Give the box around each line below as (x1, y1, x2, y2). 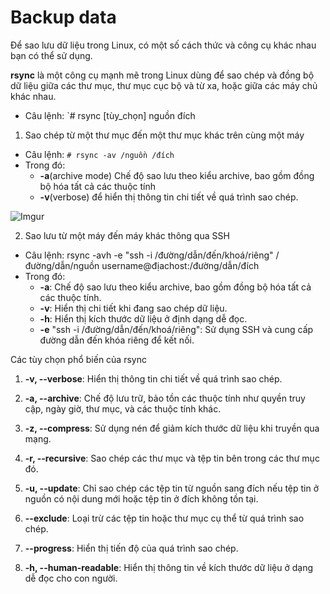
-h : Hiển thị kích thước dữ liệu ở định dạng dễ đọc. (39, 312, 248, 325)
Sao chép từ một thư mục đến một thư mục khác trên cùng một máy (24, 129, 305, 141)
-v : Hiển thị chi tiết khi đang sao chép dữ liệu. (39, 302, 228, 314)
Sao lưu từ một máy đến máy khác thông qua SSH (24, 229, 230, 241)
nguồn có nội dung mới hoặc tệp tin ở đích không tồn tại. (24, 492, 259, 505)
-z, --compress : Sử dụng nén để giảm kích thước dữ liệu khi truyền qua (24, 422, 320, 434)
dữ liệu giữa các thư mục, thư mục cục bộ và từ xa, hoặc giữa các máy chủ (10, 79, 318, 91)
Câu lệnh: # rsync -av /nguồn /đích (24, 148, 175, 160)
